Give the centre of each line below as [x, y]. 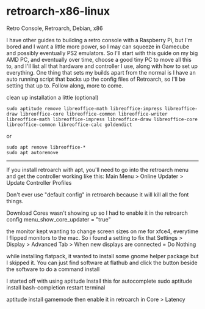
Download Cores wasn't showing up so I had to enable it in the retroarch [97, 213]
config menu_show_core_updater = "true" [59, 219]
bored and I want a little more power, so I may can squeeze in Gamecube [98, 47]
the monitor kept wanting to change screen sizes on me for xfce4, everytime [103, 231]
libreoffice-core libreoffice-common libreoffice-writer [94, 114]
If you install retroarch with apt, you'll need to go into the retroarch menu [98, 169]
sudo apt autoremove [33, 152]
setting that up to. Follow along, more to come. [65, 85]
